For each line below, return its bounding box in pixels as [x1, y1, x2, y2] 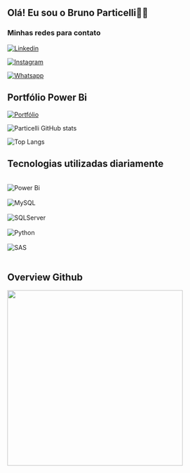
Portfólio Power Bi [7, 92, 88, 104]
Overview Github [7, 271, 83, 283]
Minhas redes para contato [7, 28, 101, 38]
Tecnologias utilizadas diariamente [7, 157, 164, 169]
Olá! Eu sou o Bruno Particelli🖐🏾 [7, 7, 149, 19]
